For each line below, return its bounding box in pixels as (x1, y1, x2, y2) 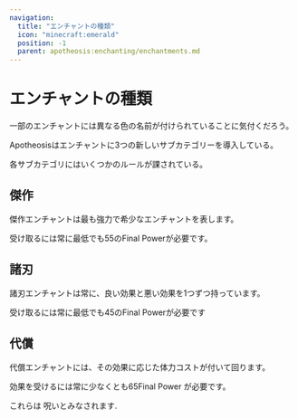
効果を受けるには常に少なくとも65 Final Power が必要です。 (9, 381, 231, 392)
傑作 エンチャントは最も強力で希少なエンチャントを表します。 (9, 214, 239, 224)
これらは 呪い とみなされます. (9, 400, 118, 411)
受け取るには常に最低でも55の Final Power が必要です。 (9, 233, 213, 243)
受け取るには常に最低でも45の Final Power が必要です (9, 307, 207, 318)
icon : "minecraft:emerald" (17, 30, 120, 39)
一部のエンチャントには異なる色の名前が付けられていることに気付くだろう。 (9, 120, 294, 131)
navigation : (9, 13, 54, 23)
